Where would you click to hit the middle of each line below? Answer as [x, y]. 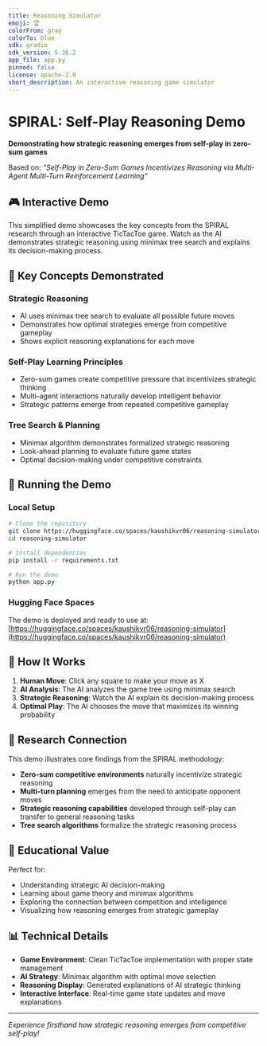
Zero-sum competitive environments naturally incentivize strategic [131, 774]
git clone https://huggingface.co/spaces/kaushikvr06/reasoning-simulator [135, 531]
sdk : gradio [28, 45]
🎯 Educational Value [59, 850]
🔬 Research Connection [68, 740]
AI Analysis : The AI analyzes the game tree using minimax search [128, 689]
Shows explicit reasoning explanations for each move [107, 341]
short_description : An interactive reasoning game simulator [112, 82]
